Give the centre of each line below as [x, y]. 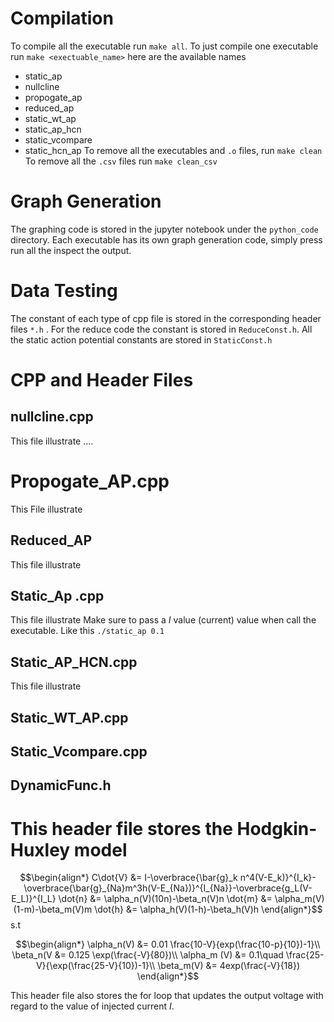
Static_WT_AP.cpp [69, 717]
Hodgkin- [277, 828]
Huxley [40, 849]
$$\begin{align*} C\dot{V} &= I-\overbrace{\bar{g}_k [128, 878]
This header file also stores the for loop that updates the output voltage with [167, 996]
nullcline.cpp [52, 417]
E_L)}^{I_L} [34, 899]
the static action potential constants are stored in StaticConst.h [141, 339]
